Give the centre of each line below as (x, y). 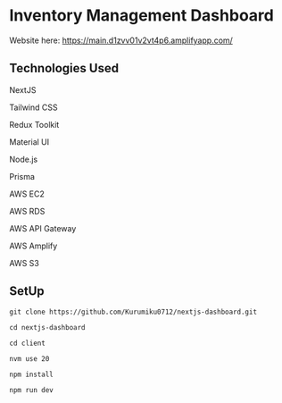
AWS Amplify (33, 246)
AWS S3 (25, 263)
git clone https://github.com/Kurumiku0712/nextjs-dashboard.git (133, 312)
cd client (28, 343)
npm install (31, 374)
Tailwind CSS (33, 107)
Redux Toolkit (34, 124)
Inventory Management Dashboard (141, 16)
